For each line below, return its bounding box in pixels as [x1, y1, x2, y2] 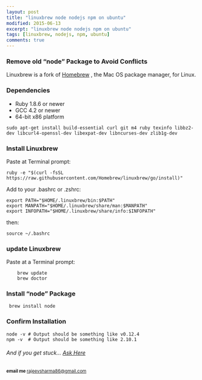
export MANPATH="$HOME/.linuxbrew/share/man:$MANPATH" [6, 202, 148, 209]
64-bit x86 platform [15, 113, 65, 120]
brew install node [8, 303, 56, 309]
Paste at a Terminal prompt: [6, 258, 76, 266]
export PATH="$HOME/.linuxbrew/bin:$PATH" [6, 197, 115, 204]
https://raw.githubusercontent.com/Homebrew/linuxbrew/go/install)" [6, 174, 183, 181]
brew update [17, 270, 47, 277]
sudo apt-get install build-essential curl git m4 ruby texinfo [6, 125, 172, 131]
